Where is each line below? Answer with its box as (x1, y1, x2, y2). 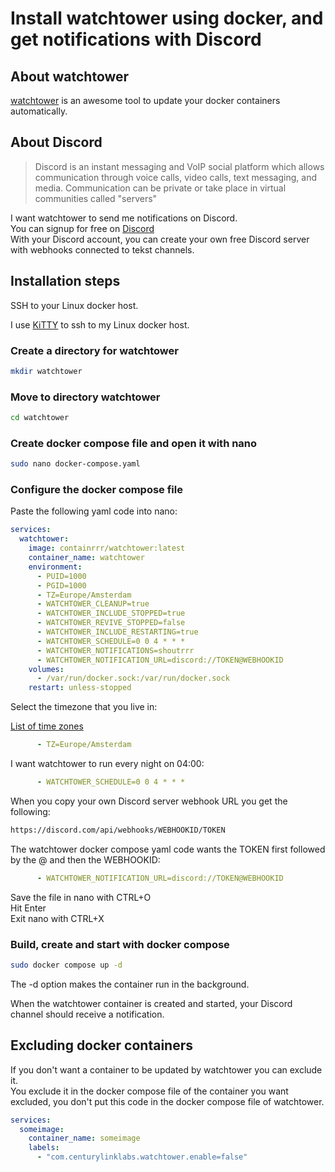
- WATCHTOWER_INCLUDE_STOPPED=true (36, 608, 186, 619)
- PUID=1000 (36, 571, 87, 581)
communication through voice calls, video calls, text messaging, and (34, 171, 317, 183)
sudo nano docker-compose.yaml (10, 459, 141, 469)
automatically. (10, 105, 68, 117)
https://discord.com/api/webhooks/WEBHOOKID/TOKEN (10, 825, 226, 835)
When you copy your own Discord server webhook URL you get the (10, 795, 288, 807)
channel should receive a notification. (10, 1008, 165, 1020)
